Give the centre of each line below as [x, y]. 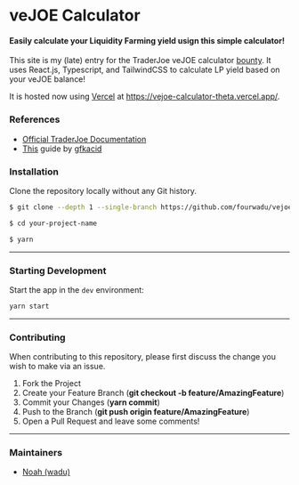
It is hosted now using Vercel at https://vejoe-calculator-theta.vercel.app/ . [145, 97]
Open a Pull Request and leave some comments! [111, 421]
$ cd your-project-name [53, 223]
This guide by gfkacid [62, 149]
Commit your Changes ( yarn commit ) [91, 402]
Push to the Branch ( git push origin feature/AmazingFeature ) [136, 412]
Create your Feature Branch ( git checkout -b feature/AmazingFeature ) [153, 393]
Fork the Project [52, 384]
